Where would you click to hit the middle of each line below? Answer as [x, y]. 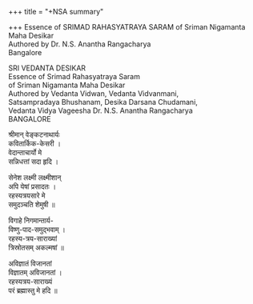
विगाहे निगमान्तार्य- [31, 220]
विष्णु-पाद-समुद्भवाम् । [37, 230]
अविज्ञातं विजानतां [30, 264]
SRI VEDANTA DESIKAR [47, 68]
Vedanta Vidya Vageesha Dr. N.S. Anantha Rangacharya [101, 110]
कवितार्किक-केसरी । [35, 144]
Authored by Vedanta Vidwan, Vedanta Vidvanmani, [94, 94]
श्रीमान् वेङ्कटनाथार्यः [34, 134]
